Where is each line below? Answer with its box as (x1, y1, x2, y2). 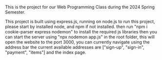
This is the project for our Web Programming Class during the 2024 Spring (5, 4, 155, 10)
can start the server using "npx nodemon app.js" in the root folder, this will (5, 34, 155, 40)
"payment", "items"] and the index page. (5, 49, 86, 55)
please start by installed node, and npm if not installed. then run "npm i (5, 24, 148, 30)
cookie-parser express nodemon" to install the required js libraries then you (5, 29, 157, 34)
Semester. (5, 9, 25, 15)
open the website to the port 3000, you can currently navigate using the (5, 39, 150, 45)
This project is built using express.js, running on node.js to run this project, (5, 19, 155, 24)
